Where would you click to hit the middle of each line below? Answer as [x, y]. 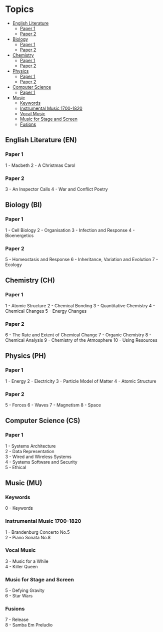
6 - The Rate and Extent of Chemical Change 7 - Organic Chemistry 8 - [78, 335]
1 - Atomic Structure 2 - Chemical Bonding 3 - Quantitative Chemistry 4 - [80, 305]
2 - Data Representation [30, 451]
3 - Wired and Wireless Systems [38, 457]
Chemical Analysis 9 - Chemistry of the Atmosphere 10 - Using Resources [81, 340]
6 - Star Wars [19, 596]
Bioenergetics [19, 235]
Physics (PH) [26, 356]
